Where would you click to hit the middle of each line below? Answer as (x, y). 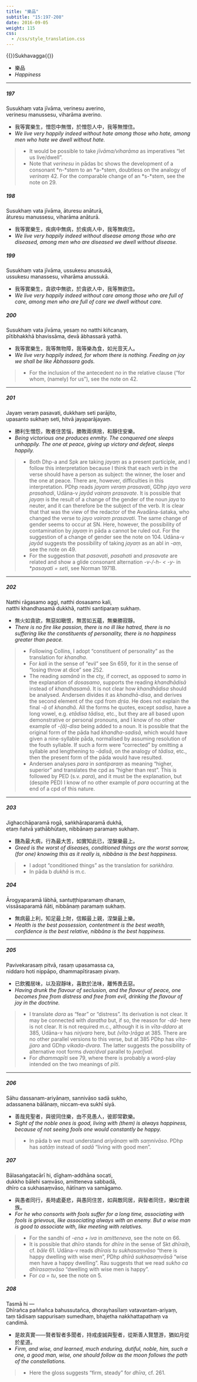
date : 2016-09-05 (27, 22)
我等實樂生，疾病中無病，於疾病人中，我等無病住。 (76, 229)
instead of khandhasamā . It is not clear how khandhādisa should (108, 688)
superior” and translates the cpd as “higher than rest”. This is (103, 770)
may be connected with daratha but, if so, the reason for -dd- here (110, 1020)
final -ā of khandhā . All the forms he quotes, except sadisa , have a (110, 707)
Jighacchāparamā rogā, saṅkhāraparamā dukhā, (64, 822)
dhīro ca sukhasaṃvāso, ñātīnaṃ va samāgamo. (64, 1188)
